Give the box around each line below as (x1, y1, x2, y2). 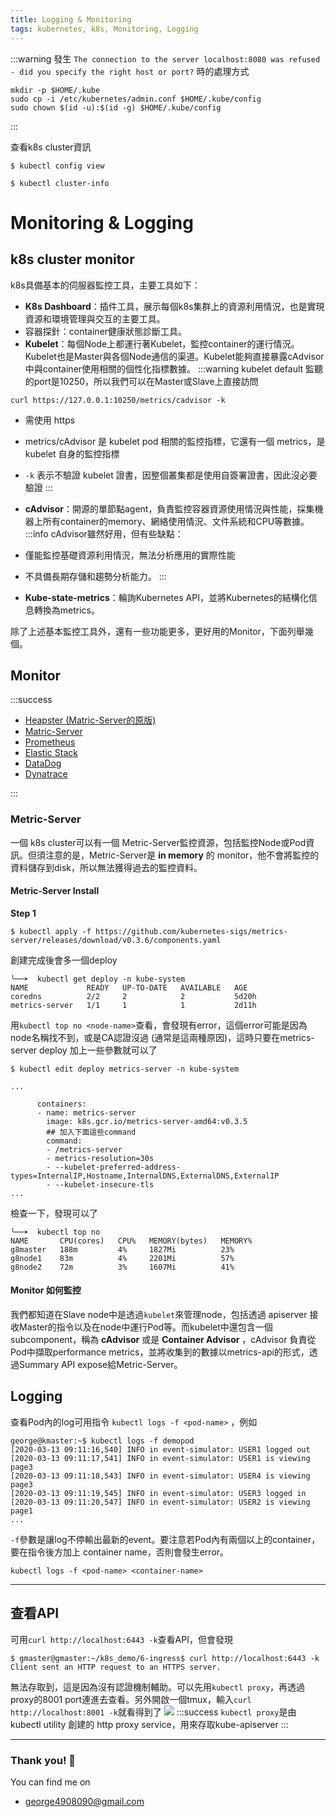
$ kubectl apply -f (10, 926, 92, 936)
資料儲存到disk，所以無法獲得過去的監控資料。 (10, 861, 203, 873)
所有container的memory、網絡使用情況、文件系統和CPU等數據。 (42, 515, 310, 527)
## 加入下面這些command (46, 1127, 137, 1137)
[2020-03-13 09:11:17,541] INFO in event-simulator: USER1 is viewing (10, 1453, 311, 1463)
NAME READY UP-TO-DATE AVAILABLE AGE (10, 982, 248, 993)
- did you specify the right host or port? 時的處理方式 (10, 65, 250, 77)
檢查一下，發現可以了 (10, 1207, 98, 1219)
